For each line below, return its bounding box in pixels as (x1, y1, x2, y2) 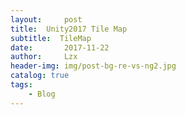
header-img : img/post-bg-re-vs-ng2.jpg (10, 61, 177, 71)
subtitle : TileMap (10, 33, 92, 43)
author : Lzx (10, 52, 78, 62)
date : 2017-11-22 (10, 42, 110, 53)
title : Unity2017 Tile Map (10, 24, 128, 34)
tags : (10, 80, 33, 90)
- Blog (28, 89, 56, 99)
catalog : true (10, 71, 70, 81)
